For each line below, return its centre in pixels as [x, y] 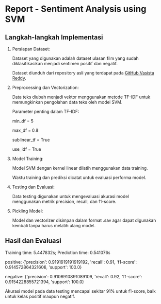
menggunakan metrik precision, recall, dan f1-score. [64, 201]
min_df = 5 [23, 121]
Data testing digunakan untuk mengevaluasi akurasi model [71, 196]
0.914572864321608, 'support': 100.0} [43, 267]
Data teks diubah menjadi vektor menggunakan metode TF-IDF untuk [81, 97]
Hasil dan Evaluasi [33, 241]
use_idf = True [26, 149]
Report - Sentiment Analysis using [76, 9]
